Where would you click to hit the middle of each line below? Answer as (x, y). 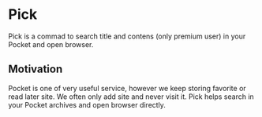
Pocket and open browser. (51, 44)
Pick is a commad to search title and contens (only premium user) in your (127, 36)
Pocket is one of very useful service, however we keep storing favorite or (127, 88)
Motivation (36, 69)
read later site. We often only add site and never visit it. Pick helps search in (131, 97)
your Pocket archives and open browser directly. (87, 104)
